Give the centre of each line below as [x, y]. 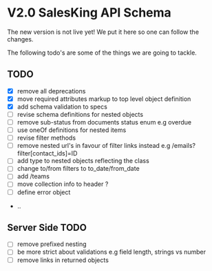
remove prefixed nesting [52, 244]
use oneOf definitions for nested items [72, 130]
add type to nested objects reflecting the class [83, 161]
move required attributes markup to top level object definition [104, 99]
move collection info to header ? [63, 184]
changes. [20, 39]
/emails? [184, 146]
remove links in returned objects [63, 260]
